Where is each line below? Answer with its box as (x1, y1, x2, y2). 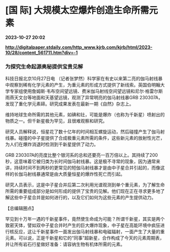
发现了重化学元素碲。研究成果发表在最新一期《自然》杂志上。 (5, 101, 134, 107)
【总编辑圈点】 (5, 205, 36, 212)
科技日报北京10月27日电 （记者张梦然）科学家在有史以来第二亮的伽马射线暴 (5, 75, 163, 81)
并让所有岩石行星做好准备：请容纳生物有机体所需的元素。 (5, 241, 125, 247)
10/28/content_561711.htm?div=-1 (5, 49, 78, 56)
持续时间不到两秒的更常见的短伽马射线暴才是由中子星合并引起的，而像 (14, 165, 160, 171)
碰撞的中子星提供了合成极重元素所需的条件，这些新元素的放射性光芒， (18, 135, 165, 141)
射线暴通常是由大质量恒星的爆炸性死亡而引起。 (27, 171, 125, 177)
